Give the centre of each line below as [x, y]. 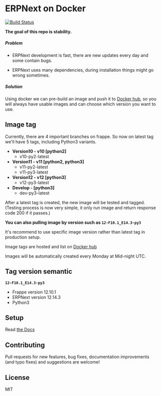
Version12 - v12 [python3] [39, 177]
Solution [14, 86]
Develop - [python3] [33, 187]
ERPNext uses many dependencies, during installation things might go [83, 70]
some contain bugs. [32, 60]
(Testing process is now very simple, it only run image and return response [80, 208]
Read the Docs [20, 330]
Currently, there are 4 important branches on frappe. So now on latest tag [79, 136]
